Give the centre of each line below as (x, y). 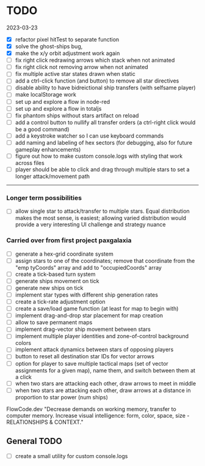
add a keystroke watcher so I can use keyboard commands (89, 136)
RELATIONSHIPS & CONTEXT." (45, 422)
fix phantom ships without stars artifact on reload (77, 115)
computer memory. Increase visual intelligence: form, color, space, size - (98, 415)
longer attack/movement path (52, 176)
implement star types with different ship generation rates (87, 295)
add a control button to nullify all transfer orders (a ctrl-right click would (105, 122)
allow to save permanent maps (54, 322)
